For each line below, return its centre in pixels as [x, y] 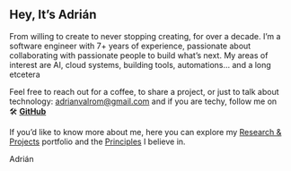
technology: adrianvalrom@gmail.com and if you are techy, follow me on [143, 101]
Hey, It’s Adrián [53, 15]
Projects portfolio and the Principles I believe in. [97, 141]
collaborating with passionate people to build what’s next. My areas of [139, 55]
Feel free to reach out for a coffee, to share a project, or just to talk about [144, 91]
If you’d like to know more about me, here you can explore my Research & [145, 132]
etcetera [25, 74]
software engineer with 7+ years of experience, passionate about [130, 46]
